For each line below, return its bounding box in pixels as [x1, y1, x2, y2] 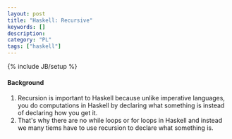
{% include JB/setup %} [7, 62, 78, 70]
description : [7, 29, 46, 37]
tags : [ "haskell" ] [7, 43, 61, 50]
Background [7, 78, 44, 86]
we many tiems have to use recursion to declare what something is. [17, 124, 214, 132]
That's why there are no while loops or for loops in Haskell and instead [17, 117, 223, 125]
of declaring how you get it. [17, 109, 98, 117]
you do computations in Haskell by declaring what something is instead [17, 101, 225, 110]
